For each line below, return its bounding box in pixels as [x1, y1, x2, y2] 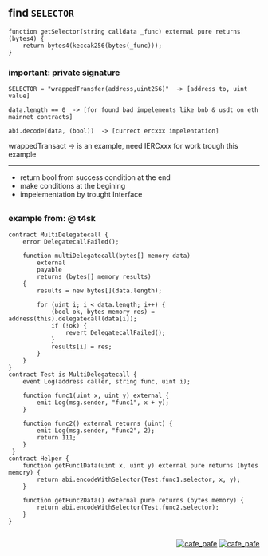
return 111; [37, 433, 77, 442]
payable [37, 265, 62, 274]
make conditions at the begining [19, 181, 126, 191]
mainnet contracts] [8, 113, 73, 121]
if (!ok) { [50, 321, 88, 330]
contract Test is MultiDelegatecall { [8, 371, 137, 379]
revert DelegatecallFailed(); [65, 328, 166, 336]
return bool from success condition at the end [19, 173, 171, 182]
